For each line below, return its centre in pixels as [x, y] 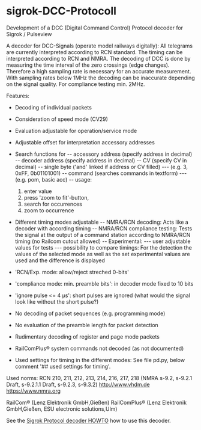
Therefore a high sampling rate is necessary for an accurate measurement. [99, 71]
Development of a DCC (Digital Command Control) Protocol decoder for [95, 28]
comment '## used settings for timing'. [63, 366]
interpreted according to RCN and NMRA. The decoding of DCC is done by [98, 58]
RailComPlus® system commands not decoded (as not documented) [99, 348]
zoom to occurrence [49, 210]
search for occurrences [53, 204]
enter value [38, 191]
